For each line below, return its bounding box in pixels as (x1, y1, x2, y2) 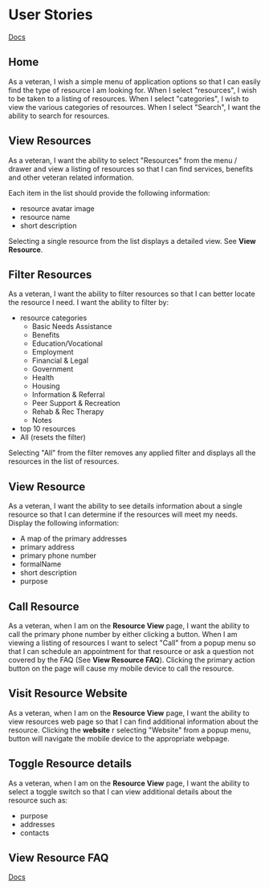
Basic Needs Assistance (31, 322, 112, 331)
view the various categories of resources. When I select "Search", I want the (8, 102, 261, 112)
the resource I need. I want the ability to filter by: (8, 298, 169, 307)
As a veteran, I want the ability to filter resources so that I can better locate (8, 289, 255, 298)
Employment (31, 347, 74, 357)
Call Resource (8, 599, 79, 613)
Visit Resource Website (8, 687, 128, 700)
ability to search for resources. (8, 111, 110, 120)
